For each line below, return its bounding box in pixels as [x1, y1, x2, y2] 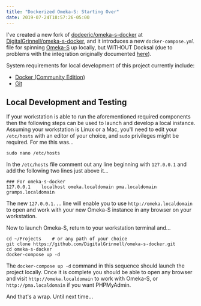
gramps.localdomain [6, 189, 55, 195]
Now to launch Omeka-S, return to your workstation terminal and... [6, 224, 171, 231]
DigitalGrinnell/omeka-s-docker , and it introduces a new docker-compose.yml [6, 37, 195, 44]
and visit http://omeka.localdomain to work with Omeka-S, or [6, 275, 158, 283]
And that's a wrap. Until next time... [6, 293, 94, 301]
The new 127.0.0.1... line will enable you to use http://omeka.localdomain [6, 200, 193, 207]
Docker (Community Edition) [14, 73, 86, 81]
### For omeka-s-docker [6, 179, 66, 185]
